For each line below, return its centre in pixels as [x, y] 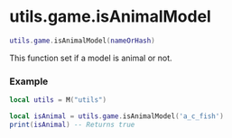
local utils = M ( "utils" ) [58, 100]
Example [29, 81]
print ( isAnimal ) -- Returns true [72, 124]
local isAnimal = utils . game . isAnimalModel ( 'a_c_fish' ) [116, 116]
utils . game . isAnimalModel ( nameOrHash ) [82, 41]
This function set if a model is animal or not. [91, 58]
